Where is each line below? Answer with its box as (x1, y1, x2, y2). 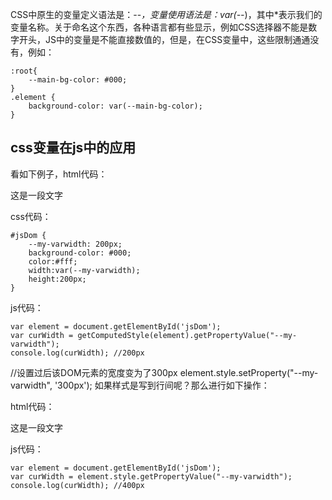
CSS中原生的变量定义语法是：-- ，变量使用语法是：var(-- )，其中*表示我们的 (10, 9, 323, 20)
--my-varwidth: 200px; (28, 239, 123, 249)
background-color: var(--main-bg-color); (28, 101, 203, 111)
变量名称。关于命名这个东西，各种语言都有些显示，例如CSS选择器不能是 (10, 21, 309, 33)
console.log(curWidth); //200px (10, 348, 145, 358)
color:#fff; (28, 256, 78, 267)
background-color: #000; (28, 248, 132, 258)
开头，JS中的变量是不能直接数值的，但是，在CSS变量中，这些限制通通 (18, 34, 311, 45)
